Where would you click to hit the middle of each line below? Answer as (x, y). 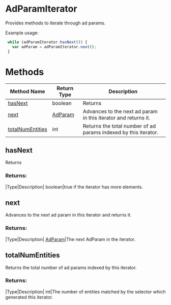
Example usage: (22, 33)
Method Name (27, 91)
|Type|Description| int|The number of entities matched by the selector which (85, 292)
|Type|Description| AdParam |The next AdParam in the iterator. (70, 239)
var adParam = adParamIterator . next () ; (54, 47)
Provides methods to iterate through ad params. (55, 23)
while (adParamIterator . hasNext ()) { (47, 42)
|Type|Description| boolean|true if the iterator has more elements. (74, 187)
